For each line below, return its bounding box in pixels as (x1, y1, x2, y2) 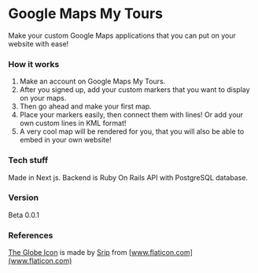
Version (8, 192, 39, 203)
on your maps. (19, 94, 67, 103)
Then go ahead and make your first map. (19, 101, 152, 111)
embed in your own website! (19, 135, 112, 145)
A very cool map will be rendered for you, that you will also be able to (19, 127, 245, 136)
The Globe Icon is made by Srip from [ (8, 248, 132, 257)
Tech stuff (8, 155, 49, 166)
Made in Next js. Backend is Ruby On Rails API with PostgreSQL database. (8, 172, 249, 182)
